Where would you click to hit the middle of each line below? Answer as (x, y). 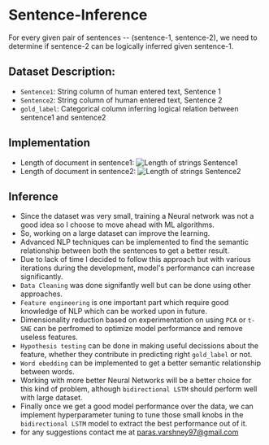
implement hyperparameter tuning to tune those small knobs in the (132, 415)
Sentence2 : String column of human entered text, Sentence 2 (121, 100)
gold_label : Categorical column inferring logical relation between (129, 108)
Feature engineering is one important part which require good (124, 303)
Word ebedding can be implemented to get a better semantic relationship (141, 363)
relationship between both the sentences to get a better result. (125, 251)
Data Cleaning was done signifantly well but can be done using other (135, 286)
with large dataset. (51, 398)
